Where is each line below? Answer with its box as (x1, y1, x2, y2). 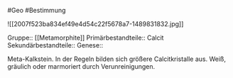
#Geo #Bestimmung (7, 6, 66, 14)
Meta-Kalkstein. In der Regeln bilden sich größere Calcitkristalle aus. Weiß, (7, 55, 226, 63)
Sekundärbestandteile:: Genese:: (7, 41, 104, 49)
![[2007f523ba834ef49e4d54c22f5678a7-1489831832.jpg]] (7, 20, 184, 28)
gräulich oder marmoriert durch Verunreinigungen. (7, 62, 156, 70)
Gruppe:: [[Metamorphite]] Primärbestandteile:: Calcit (7, 33, 164, 42)
